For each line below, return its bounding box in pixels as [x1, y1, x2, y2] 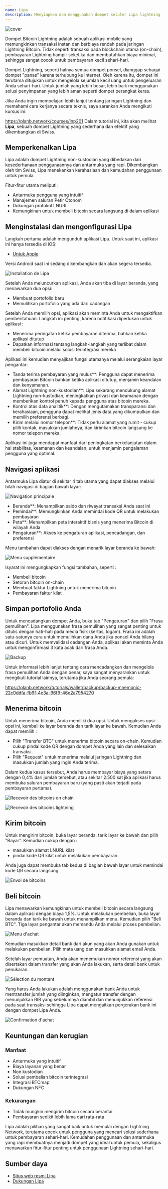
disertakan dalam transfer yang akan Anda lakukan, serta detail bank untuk [5, 961, 160, 967]
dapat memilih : [5, 728, 37, 734]
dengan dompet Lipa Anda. [5, 1007, 62, 1013]
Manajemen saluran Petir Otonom [12, 197, 82, 203]
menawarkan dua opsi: [5, 286, 53, 292]
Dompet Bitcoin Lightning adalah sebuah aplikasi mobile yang [5, 36, 132, 42]
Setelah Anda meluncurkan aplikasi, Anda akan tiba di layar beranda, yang [5, 280, 159, 286]
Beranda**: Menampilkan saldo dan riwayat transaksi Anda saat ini [12, 503, 150, 509]
